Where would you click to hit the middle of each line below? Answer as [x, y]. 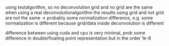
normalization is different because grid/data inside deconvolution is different [84, 23]
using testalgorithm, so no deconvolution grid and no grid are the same [79, 7]
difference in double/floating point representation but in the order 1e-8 [78, 38]
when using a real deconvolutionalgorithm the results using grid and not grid [84, 12]
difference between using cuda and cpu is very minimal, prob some [75, 33]
